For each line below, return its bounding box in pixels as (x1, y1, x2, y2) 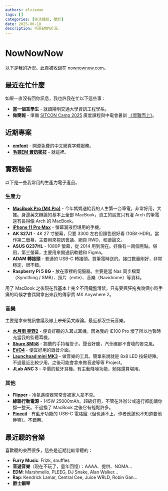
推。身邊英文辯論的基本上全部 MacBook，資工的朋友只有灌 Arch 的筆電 (12, 211, 159, 217)
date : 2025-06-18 (5, 21, 41, 27)
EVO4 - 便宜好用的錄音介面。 (12, 347, 73, 353)
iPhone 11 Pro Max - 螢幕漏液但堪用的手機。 (12, 224, 103, 230)
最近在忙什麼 (5, 81, 45, 89)
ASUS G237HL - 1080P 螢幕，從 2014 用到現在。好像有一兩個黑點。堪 (12, 243, 157, 249)
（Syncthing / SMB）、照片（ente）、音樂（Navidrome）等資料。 (12, 274, 144, 280)
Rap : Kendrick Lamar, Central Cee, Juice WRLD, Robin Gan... (12, 474, 137, 480)
